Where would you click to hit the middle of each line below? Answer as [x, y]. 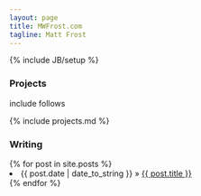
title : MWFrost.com [46, 26]
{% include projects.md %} [59, 121]
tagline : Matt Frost [48, 34]
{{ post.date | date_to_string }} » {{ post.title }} [106, 173]
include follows [37, 103]
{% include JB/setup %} [54, 61]
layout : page [34, 18]
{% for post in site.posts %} [61, 163]
